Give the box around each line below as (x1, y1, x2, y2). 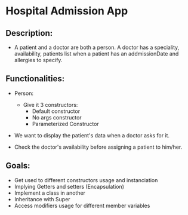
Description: (5, 28, 53, 38)
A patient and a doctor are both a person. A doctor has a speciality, (14, 44, 180, 51)
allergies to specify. (14, 57, 63, 63)
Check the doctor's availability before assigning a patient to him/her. (14, 143, 183, 150)
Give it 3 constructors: (23, 101, 78, 108)
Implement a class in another (14, 189, 86, 196)
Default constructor (32, 107, 81, 115)
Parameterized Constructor (32, 120, 99, 127)
